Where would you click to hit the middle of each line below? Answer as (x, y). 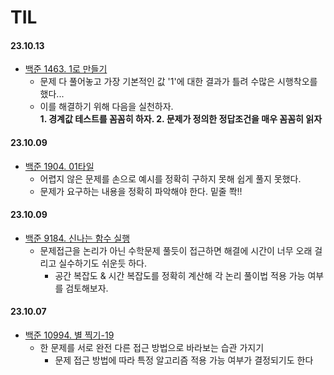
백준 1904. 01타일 (59, 166)
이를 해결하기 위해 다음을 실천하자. (106, 107)
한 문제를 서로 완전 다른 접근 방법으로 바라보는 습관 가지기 (152, 347)
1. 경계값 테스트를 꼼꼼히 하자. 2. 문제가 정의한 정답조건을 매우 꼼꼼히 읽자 (181, 119)
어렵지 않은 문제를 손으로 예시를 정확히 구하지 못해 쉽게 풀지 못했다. (170, 178)
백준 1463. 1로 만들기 (66, 69)
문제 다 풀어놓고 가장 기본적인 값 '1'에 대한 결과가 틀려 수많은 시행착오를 (178, 82)
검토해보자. (87, 288)
